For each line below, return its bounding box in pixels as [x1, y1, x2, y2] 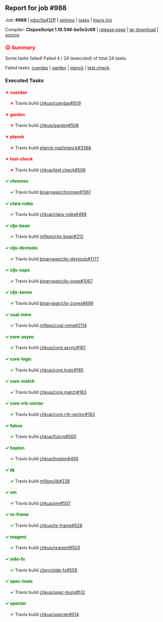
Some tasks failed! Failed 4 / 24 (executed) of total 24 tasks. [5, 55, 128, 61]
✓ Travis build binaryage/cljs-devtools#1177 [9, 256, 99, 262]
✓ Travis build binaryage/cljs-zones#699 [9, 300, 94, 306]
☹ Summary [5, 44, 35, 51]
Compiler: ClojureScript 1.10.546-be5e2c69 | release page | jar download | [5, 27, 159, 33]
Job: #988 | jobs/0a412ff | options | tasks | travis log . [5, 17, 113, 23]
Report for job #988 [5, 4, 67, 12]
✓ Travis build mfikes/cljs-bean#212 [9, 233, 84, 239]
